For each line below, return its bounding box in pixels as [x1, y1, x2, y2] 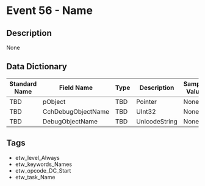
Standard [9, 80, 37, 88]
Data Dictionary [6, 61, 67, 72]
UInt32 [136, 107, 157, 115]
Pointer [136, 97, 157, 106]
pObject [42, 97, 66, 106]
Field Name [59, 83, 93, 92]
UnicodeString [136, 117, 178, 125]
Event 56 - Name [6, 4, 93, 18]
